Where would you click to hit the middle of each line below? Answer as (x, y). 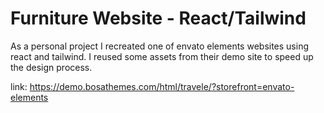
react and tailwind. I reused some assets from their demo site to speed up (162, 56)
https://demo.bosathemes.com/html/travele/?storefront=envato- (162, 86)
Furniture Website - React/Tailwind (158, 18)
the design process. (51, 67)
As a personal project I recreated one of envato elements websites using (160, 46)
